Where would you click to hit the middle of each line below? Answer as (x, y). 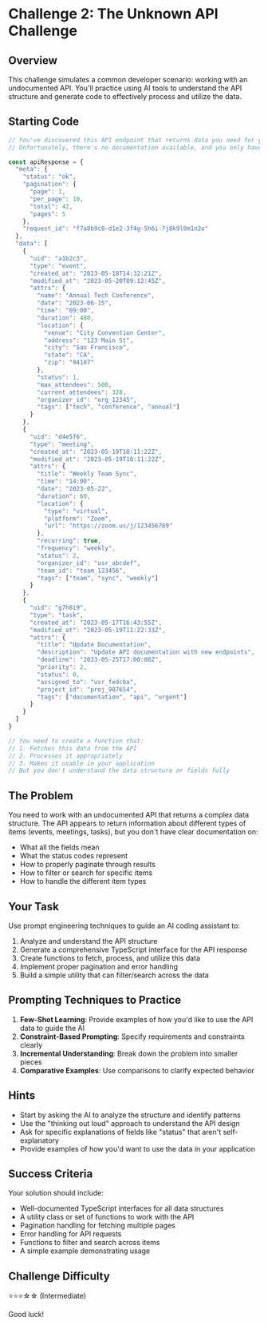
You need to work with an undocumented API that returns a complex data (129, 815)
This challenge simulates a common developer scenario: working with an (128, 80)
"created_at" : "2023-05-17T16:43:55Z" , (95, 623)
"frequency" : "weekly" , (76, 548)
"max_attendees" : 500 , (75, 384)
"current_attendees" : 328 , (82, 392)
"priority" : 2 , (62, 667)
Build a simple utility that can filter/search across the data (114, 975)
